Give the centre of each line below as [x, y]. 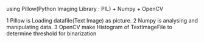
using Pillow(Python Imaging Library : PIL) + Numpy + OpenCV [85, 9]
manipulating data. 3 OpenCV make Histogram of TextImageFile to [89, 27]
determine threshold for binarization [51, 33]
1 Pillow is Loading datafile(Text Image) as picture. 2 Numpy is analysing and [102, 20]
